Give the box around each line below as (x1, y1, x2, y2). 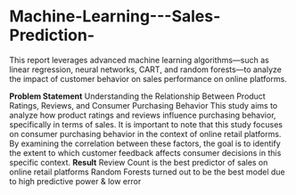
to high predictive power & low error (9, 175, 142, 186)
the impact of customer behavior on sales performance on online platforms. (9, 73, 287, 84)
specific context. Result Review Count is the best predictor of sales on (9, 157, 268, 167)
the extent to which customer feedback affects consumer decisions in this (9, 147, 282, 158)
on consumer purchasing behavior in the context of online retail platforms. (9, 128, 282, 139)
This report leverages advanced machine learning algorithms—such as (9, 54, 269, 65)
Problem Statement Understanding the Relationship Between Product (9, 91, 266, 102)
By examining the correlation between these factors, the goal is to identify (9, 138, 281, 149)
